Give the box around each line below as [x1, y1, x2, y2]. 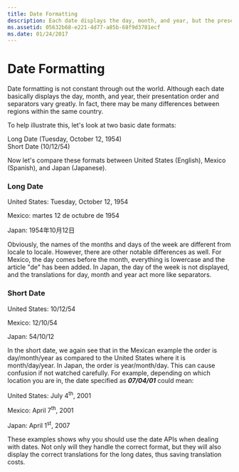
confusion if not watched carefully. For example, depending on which [7, 368, 211, 377]
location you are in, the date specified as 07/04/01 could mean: [7, 376, 194, 384]
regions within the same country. [7, 107, 104, 116]
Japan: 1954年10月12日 [7, 226, 75, 235]
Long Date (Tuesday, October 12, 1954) [7, 135, 122, 143]
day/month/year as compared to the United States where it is [7, 353, 186, 362]
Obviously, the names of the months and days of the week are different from [7, 240, 231, 249]
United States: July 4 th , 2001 [7, 389, 91, 399]
